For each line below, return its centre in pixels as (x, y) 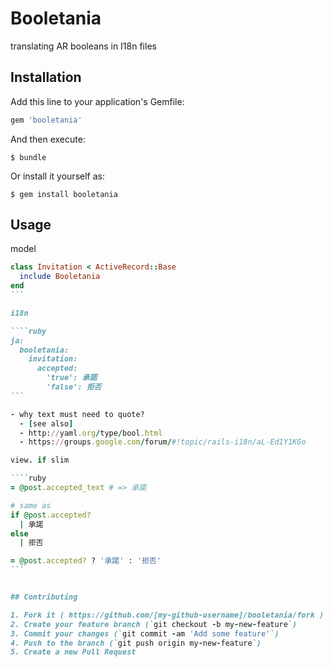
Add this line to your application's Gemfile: (97, 101)
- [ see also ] (46, 423)
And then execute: (48, 139)
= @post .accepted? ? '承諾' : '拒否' (86, 561)
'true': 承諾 (72, 378)
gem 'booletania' (46, 120)
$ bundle (28, 157)
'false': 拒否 (74, 387)
